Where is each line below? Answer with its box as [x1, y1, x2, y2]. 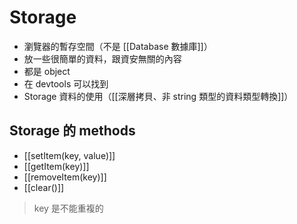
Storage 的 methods [9, 122, 136, 140]
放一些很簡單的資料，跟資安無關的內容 [23, 52, 182, 65]
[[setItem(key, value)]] [23, 149, 116, 161]
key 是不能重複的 [33, 202, 104, 214]
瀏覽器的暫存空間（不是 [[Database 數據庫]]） [23, 40, 213, 52]
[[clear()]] [23, 181, 65, 193]
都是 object [23, 65, 71, 77]
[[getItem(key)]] [23, 160, 90, 172]
